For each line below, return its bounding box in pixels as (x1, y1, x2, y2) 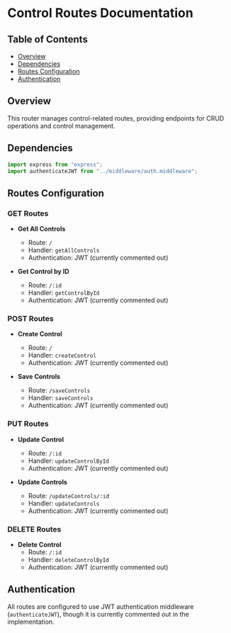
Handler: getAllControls (28, 246, 100, 255)
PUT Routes (7, 419, 49, 429)
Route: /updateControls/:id (28, 491, 110, 500)
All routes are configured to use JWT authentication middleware (7, 602, 194, 611)
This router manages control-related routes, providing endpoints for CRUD (7, 114, 225, 122)
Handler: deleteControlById (28, 555, 110, 563)
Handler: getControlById (28, 289, 100, 297)
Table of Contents (7, 33, 89, 45)
